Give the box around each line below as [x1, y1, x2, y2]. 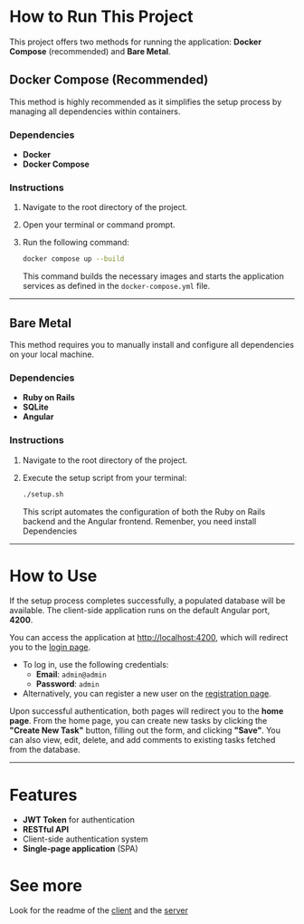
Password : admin [35, 679, 100, 689]
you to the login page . [9, 641, 91, 653]
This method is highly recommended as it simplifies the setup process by [9, 96, 282, 107]
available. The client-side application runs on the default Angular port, [9, 605, 271, 616]
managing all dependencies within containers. [9, 106, 181, 117]
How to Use [9, 565, 98, 586]
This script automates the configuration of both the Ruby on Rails [22, 505, 266, 517]
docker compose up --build [22, 255, 125, 264]
